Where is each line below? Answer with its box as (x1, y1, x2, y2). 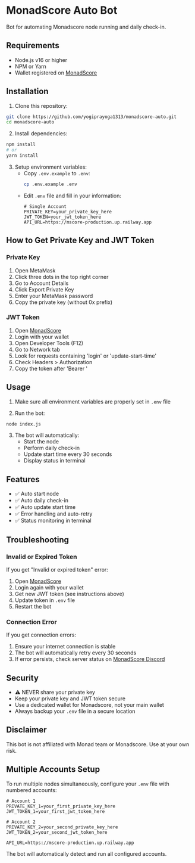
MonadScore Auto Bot (6, 4, 118, 17)
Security (6, 673, 39, 683)
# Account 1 (6, 798, 36, 804)
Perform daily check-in (23, 445, 80, 452)
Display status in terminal (23, 457, 86, 464)
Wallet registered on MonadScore (14, 69, 97, 76)
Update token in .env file (14, 597, 76, 604)
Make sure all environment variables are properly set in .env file (14, 398, 171, 405)
